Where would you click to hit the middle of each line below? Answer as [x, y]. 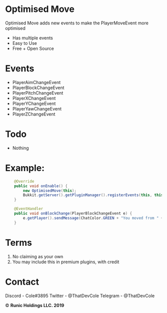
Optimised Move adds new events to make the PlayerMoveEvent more [77, 23]
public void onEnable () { [41, 186]
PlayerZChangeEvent [34, 114]
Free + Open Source [33, 48]
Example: [25, 168]
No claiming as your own [38, 256]
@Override [24, 181]
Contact [22, 282]
